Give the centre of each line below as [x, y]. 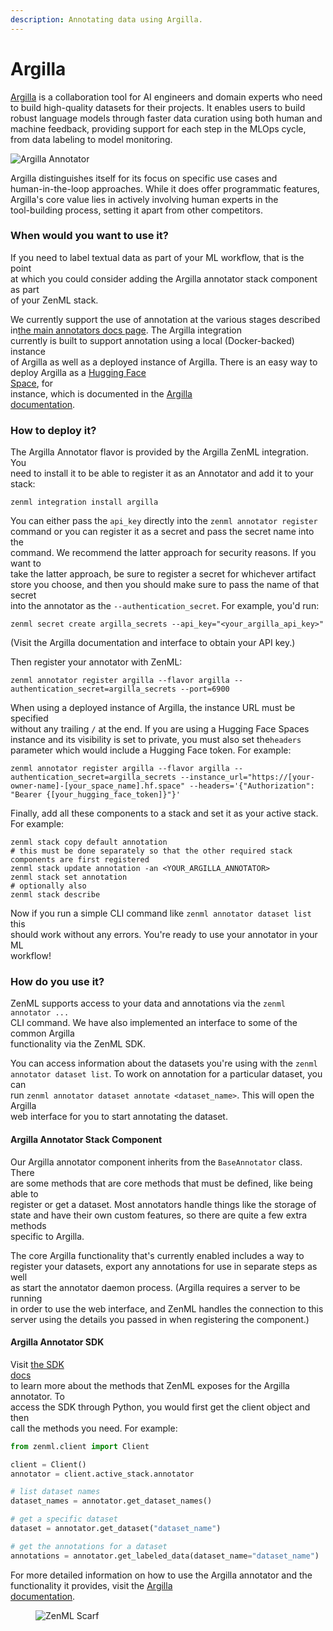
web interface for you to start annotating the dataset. [119, 1117]
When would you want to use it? [89, 236]
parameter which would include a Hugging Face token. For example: [151, 750]
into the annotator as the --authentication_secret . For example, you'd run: [165, 606]
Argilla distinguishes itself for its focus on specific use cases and [144, 178]
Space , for [32, 383]
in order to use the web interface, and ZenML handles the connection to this [167, 1308]
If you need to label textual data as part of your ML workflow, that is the [157, 257]
